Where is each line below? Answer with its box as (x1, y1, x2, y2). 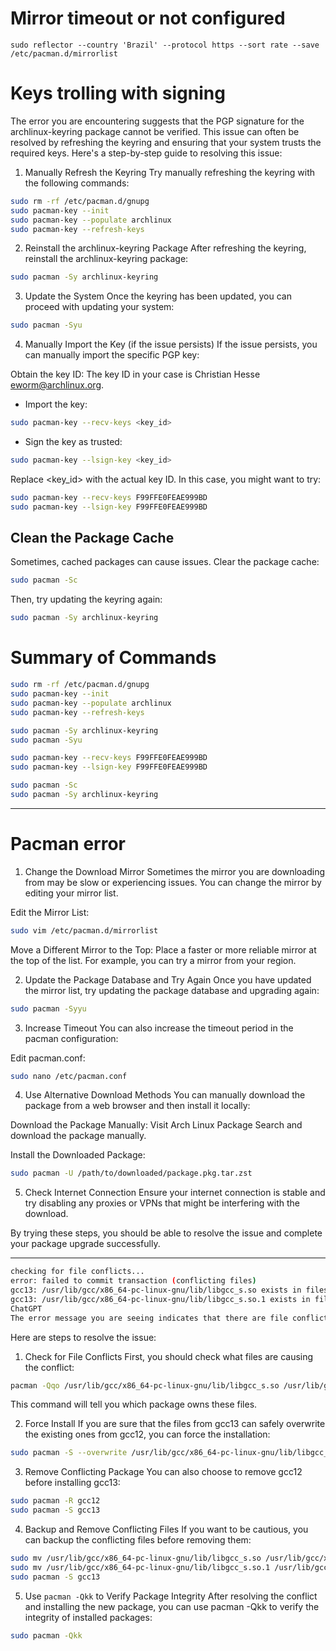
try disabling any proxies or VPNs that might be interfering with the (24, 1197, 300, 1209)
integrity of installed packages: (24, 1611, 153, 1623)
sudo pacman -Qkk (10, 1630, 83, 1641)
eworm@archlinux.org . (10, 379, 105, 391)
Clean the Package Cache (10, 530, 175, 547)
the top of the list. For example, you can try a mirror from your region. (10, 954, 297, 966)
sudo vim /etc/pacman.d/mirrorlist (10, 925, 159, 936)
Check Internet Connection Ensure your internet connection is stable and (24, 1187, 326, 1199)
